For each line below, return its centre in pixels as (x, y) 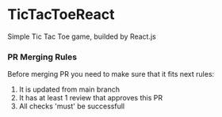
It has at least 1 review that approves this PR (91, 98)
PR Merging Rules (42, 57)
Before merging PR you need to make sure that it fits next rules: (111, 74)
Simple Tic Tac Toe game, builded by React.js (82, 36)
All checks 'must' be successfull (71, 106)
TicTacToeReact (61, 15)
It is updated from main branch (69, 89)
